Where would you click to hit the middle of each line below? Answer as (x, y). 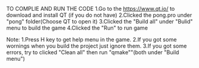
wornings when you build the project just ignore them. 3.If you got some (97, 46)
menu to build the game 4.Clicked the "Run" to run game (77, 28)
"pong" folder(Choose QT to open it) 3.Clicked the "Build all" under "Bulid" (100, 21)
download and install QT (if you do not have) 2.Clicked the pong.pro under (99, 15)
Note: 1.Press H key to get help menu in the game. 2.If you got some (92, 39)
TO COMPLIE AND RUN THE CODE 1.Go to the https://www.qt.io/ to (91, 9)
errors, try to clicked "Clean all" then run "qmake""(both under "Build (93, 52)
